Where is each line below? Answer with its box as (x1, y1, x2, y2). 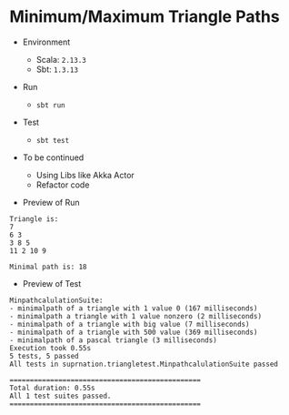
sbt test (35, 136, 70, 145)
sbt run (35, 100, 65, 110)
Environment (22, 36, 71, 47)
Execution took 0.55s (9, 343, 92, 352)
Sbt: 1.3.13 (35, 64, 79, 75)
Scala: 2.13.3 (35, 54, 86, 65)
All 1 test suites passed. (9, 391, 112, 400)
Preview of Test (22, 278, 82, 288)
